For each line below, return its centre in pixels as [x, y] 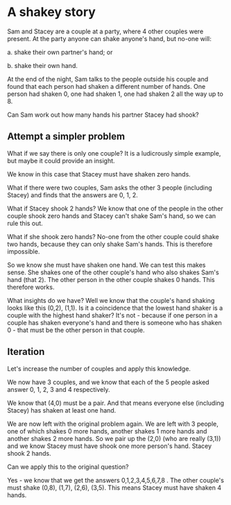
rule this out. [25, 223]
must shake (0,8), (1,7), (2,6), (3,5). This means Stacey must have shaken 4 [114, 488]
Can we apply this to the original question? [68, 467]
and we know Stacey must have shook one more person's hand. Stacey [110, 446]
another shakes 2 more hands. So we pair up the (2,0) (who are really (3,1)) [114, 438]
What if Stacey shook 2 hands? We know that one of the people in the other [115, 208]
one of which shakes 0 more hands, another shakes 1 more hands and [107, 431]
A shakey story [51, 12]
